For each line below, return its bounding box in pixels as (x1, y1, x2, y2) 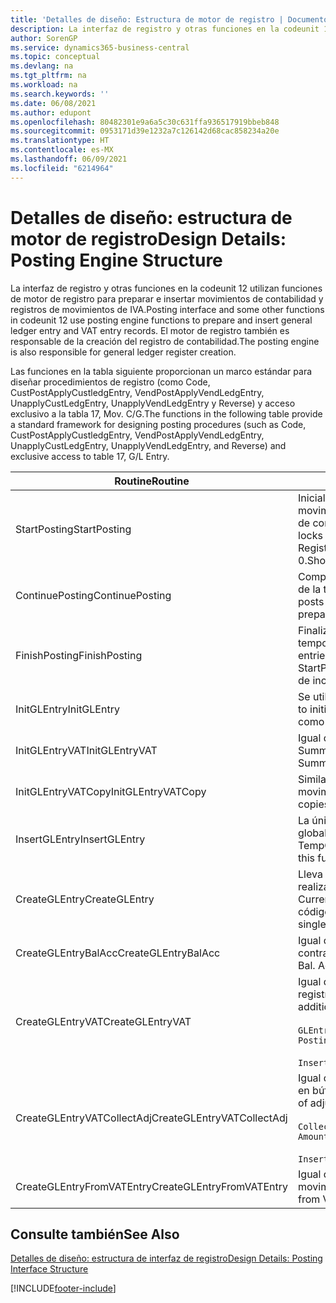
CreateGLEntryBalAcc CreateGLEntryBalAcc (15, 946, 221, 960)
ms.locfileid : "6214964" (10, 163, 114, 173)
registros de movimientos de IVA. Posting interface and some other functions (10, 303, 325, 315)
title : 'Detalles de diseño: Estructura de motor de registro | (10, 14, 284, 25)
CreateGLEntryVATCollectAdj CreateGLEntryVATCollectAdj (15, 1111, 288, 1125)
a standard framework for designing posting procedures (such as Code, (10, 418, 307, 430)
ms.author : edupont (10, 107, 92, 118)
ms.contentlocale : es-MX (10, 145, 114, 155)
